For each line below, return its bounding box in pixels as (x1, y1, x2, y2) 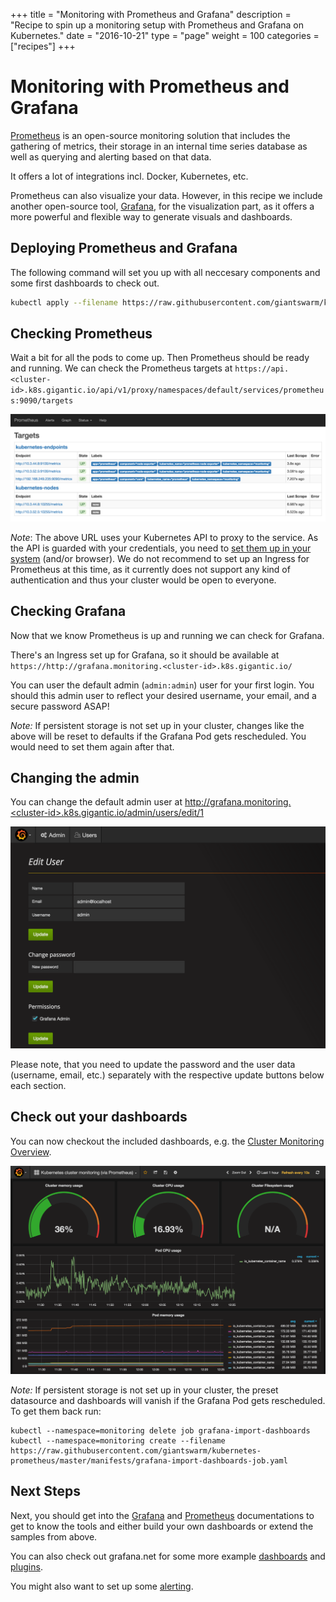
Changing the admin (10, 769, 140, 786)
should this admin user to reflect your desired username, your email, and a (10, 689, 317, 701)
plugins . (10, 1560, 43, 1573)
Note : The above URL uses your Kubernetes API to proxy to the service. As (10, 531, 319, 543)
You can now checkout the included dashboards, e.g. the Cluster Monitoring (10, 1135, 325, 1147)
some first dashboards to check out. (10, 277, 160, 289)
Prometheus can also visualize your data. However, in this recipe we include (10, 189, 323, 201)
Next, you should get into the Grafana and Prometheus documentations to (10, 1509, 315, 1521)
